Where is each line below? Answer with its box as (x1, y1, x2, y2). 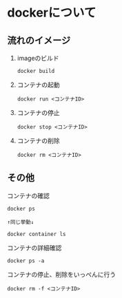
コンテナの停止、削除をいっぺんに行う (7, 270, 116, 278)
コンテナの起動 (17, 81, 60, 89)
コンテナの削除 (17, 137, 60, 145)
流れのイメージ (7, 34, 71, 46)
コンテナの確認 (7, 191, 50, 200)
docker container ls (7, 231, 67, 237)
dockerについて (7, 5, 96, 21)
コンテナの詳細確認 (7, 244, 62, 252)
